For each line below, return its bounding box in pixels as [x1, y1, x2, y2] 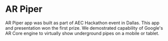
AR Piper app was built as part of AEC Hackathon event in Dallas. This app [5, 20, 160, 26]
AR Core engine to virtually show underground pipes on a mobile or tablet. [5, 30, 160, 36]
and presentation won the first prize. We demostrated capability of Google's [5, 25, 163, 31]
